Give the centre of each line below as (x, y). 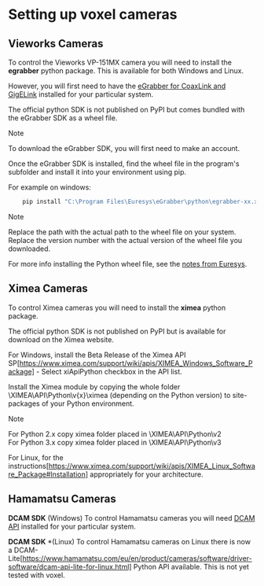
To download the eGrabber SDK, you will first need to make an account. (124, 148)
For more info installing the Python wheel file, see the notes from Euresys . (128, 264)
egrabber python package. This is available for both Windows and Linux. (126, 71)
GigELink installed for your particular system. (81, 94)
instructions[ (29, 466)
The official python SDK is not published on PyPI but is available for (117, 331)
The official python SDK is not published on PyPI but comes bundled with (126, 109)
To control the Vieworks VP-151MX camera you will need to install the (120, 62)
